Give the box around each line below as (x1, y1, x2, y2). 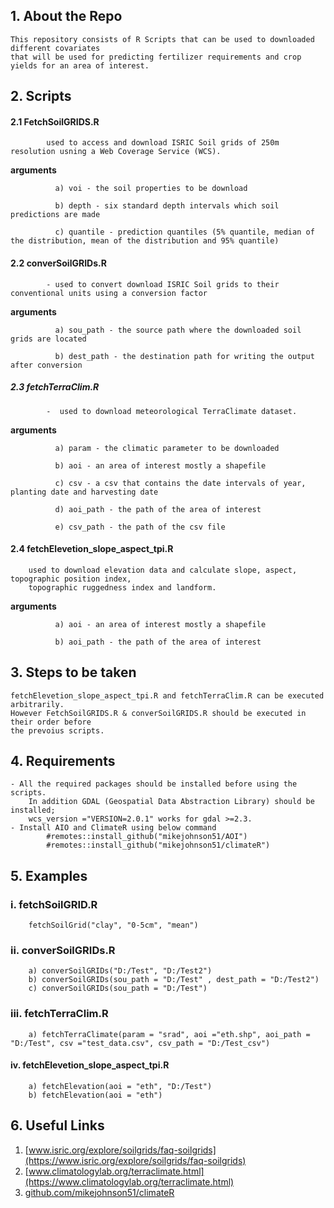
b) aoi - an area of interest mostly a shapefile (54, 460, 267, 471)
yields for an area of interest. (10, 60, 150, 71)
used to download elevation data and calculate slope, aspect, (28, 565, 298, 575)
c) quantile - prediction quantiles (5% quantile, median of (54, 227, 315, 238)
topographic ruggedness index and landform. (28, 582, 217, 593)
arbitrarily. (10, 699, 65, 709)
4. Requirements (10, 752, 116, 769)
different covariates (10, 43, 101, 53)
